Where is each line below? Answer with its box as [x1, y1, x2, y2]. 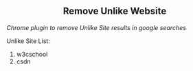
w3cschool [16, 50, 48, 58]
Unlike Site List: [6, 37, 51, 45]
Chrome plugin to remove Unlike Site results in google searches [6, 23, 187, 31]
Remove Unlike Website [63, 5, 167, 17]
